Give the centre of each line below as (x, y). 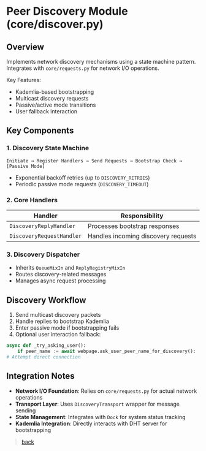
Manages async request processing (60, 281)
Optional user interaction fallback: (58, 335)
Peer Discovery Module (67, 11)
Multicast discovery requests (52, 98)
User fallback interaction (46, 111)
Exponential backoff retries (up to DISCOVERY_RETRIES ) (82, 177)
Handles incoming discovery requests (142, 236)
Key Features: (24, 80)
